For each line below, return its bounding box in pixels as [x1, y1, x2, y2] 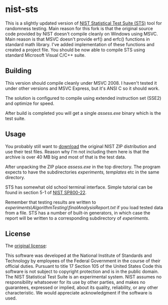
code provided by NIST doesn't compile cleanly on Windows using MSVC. [5, 31, 158, 37]
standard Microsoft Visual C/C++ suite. [5, 52, 86, 58]
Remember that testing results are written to [5, 199, 96, 205]
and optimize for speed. [5, 100, 55, 106]
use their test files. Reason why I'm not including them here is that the [5, 148, 149, 155]
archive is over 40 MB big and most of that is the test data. [5, 154, 126, 160]
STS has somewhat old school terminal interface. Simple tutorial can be [5, 184, 153, 190]
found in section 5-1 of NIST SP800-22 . [5, 189, 87, 195]
